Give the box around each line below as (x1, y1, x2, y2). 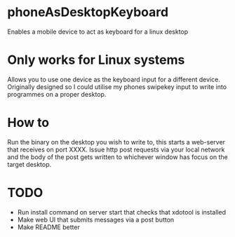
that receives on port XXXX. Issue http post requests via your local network (7, 145, 225, 154)
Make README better (17, 222, 81, 231)
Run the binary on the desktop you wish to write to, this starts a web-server (7, 137, 226, 146)
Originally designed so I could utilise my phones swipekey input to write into (7, 82, 227, 91)
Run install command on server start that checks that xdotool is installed (17, 208, 227, 216)
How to (7, 115, 50, 130)
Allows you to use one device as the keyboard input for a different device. (7, 75, 221, 83)
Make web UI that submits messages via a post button (17, 215, 175, 224)
